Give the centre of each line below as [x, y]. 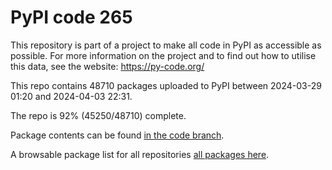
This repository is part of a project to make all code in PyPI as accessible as [166, 45]
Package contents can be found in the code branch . [117, 135]
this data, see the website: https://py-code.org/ [107, 66]
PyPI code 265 [71, 17]
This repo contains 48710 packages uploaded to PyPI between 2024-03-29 [166, 85]
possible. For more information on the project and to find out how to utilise [163, 55]
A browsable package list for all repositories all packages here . [140, 154]
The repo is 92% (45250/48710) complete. [98, 115]
